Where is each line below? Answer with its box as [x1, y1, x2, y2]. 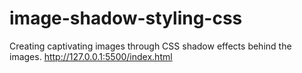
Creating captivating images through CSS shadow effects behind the [9, 40, 292, 52]
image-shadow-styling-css [9, 7, 243, 30]
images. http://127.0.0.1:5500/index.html [9, 50, 173, 62]
